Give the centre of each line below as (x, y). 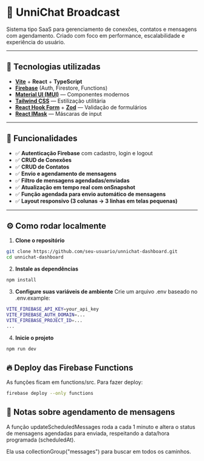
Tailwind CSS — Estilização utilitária (60, 101)
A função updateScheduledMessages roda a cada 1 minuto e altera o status (101, 426)
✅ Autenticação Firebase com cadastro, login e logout (84, 153)
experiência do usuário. (36, 42)
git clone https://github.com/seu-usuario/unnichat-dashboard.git (92, 252)
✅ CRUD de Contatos (42, 167)
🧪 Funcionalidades (42, 139)
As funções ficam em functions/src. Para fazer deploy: (75, 382)
